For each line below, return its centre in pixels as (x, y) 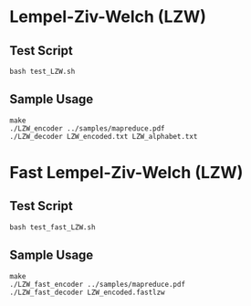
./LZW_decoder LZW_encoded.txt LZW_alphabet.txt (104, 136)
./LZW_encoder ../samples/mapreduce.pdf (88, 128)
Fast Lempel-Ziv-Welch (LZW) (126, 173)
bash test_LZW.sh (42, 71)
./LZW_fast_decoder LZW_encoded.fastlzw (88, 292)
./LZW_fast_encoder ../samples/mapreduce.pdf (97, 284)
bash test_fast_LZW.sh (52, 227)
